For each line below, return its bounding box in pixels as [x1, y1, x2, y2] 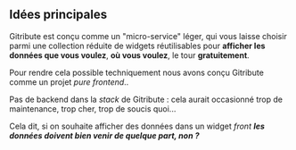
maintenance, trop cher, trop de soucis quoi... [9, 103, 177, 114]
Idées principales [9, 7, 108, 22]
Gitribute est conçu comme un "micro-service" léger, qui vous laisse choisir [9, 30, 287, 41]
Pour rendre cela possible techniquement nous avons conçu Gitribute [9, 67, 265, 78]
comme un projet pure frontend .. [9, 76, 129, 87]
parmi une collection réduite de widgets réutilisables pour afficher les [9, 40, 266, 51]
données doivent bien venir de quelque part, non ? [9, 129, 200, 141]
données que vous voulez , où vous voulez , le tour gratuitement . [9, 49, 250, 61]
